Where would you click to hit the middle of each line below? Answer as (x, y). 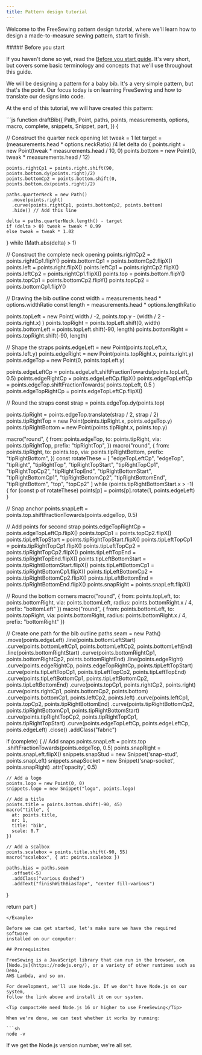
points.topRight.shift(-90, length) (47, 335)
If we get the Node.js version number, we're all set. (69, 1045)
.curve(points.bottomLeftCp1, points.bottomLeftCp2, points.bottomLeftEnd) (99, 646)
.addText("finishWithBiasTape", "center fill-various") (83, 883)
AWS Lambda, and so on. (36, 976)
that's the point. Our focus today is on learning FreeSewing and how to (94, 90)
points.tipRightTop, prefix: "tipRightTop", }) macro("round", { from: (88, 445)
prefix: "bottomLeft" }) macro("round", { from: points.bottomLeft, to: (90, 609)
